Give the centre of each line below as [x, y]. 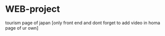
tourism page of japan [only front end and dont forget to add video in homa [83, 23]
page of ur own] [22, 28]
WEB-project [33, 9]
